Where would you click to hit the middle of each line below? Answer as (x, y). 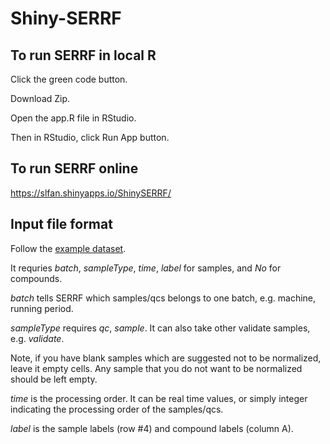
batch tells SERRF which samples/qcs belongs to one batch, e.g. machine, (163, 298)
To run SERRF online (74, 168)
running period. (42, 308)
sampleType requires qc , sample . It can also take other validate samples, (160, 328)
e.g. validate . (37, 338)
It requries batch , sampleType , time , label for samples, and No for (146, 268)
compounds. (36, 278)
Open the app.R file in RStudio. (73, 118)
